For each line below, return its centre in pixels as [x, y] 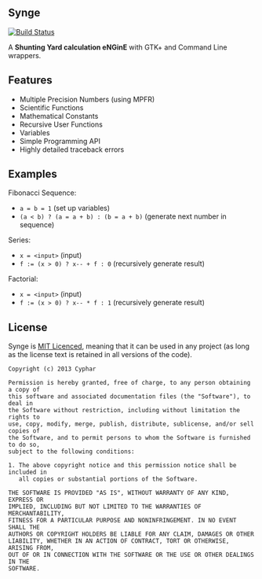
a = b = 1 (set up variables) [65, 208]
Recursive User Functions [61, 124]
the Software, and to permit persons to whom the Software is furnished [129, 438]
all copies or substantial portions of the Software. [108, 479]
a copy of [24, 390]
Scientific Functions [51, 107]
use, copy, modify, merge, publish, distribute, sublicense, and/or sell [131, 424]
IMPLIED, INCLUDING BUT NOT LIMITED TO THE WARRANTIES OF [105, 507]
